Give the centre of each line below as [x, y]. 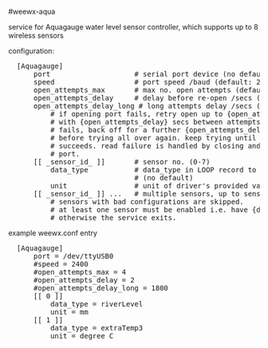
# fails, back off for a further [116, 130]
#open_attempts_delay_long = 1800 [101, 288]
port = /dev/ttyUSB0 [73, 256]
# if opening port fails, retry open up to [137, 114]
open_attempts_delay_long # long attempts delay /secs [143, 106]
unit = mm [70, 312]
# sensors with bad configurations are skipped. [148, 202]
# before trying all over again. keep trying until [154, 138]
